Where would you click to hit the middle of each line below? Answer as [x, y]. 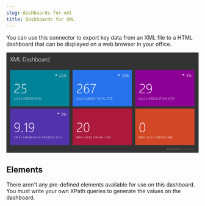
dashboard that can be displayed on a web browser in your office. [89, 44]
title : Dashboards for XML [41, 19]
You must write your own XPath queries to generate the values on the [94, 191]
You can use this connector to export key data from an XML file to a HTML [100, 37]
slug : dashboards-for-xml [39, 13]
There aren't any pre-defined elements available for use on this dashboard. [101, 184]
